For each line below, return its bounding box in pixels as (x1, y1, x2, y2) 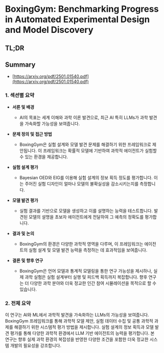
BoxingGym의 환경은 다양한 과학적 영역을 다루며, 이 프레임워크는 (19, 241, 143, 246)
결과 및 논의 (12, 230, 34, 236)
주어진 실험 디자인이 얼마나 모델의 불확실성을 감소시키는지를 (24, 181, 139, 187)
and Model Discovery (5, 25, 94, 35)
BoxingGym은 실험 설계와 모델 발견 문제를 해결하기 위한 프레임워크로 (19, 141, 151, 147)
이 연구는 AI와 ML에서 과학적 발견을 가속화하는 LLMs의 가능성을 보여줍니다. (5, 312, 149, 318)
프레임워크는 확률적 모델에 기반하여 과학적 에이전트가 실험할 (43, 147, 157, 153)
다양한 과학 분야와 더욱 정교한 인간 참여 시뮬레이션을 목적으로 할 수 (30, 280, 157, 286)
